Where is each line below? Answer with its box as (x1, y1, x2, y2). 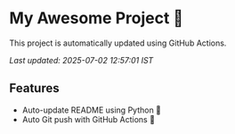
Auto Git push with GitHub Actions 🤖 (21, 113, 156, 124)
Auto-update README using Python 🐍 (21, 105, 162, 115)
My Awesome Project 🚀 (9, 8, 184, 29)
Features (9, 80, 60, 96)
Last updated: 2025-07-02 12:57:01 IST (9, 54, 154, 65)
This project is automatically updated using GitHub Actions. (9, 38, 227, 48)
